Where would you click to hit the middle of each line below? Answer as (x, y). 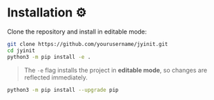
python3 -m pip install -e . (49, 57)
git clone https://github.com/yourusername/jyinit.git (88, 44)
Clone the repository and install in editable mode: (77, 32)
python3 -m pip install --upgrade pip (63, 90)
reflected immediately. (56, 77)
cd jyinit (21, 50)
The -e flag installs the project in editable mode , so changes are (116, 70)
